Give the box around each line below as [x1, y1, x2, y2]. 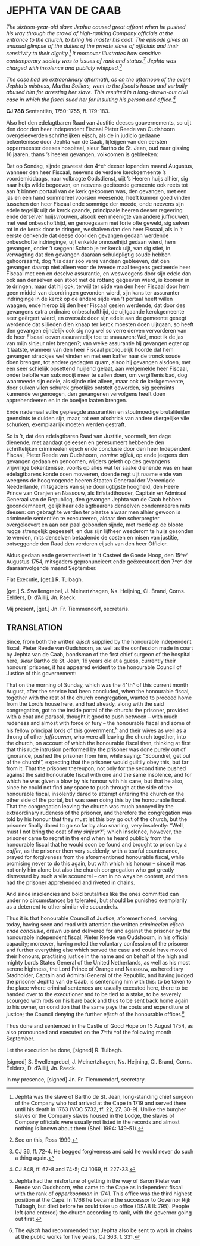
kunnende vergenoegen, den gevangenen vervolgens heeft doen [6, 390, 165, 397]
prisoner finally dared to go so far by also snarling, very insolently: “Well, [6, 822, 185, 829]
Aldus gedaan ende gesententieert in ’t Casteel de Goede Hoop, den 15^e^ [6, 551, 189, 559]
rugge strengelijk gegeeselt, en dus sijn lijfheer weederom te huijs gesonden [6, 527, 194, 534]
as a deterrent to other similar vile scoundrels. [6, 903, 119, 910]
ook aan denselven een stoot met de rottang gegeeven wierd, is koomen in [6, 276, 190, 283]
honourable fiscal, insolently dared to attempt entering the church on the [6, 791, 185, 798]
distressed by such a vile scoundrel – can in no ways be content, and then [6, 873, 187, 880]
